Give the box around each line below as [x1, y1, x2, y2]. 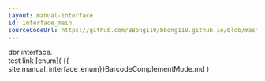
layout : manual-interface [8, 11, 93, 20]
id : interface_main [8, 19, 73, 27]
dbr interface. [8, 48, 53, 57]
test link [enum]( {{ [8, 56, 69, 65]
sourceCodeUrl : [8, 26, 58, 34]
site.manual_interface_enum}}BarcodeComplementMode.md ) [8, 64, 210, 74]
